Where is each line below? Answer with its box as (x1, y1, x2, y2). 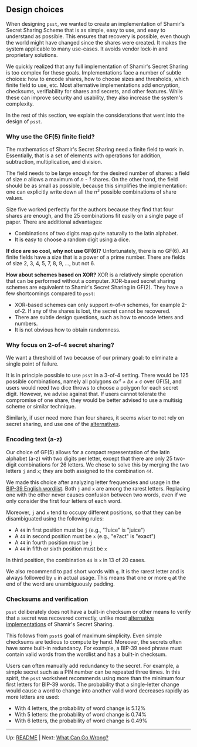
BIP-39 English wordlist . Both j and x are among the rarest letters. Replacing (6, 485, 191, 492)
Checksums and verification (6, 595, 89, 603)
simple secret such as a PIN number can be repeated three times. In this (6, 668, 181, 675)
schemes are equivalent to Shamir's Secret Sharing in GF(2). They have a (6, 284, 184, 291)
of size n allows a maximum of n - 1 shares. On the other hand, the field (6, 176, 178, 183)
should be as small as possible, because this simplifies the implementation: (6, 182, 188, 190)
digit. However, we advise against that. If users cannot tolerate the (6, 390, 166, 398)
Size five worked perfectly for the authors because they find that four (6, 206, 174, 213)
